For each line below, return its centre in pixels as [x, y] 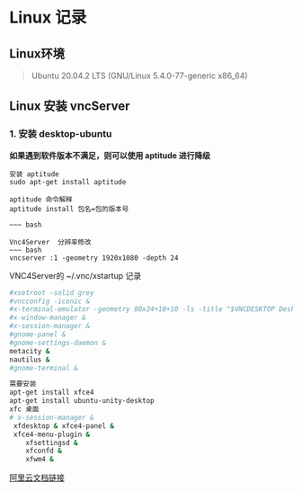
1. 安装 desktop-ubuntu [61, 134]
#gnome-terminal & [44, 368]
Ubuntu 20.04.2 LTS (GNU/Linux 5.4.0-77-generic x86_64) [140, 76]
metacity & [30, 351]
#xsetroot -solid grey [52, 292]
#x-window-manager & [48, 318]
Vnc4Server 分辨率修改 [50, 242]
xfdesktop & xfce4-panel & [64, 426]
